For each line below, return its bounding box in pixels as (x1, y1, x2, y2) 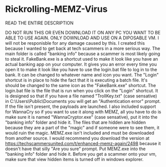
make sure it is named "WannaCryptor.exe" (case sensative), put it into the (5, 114, 158, 120)
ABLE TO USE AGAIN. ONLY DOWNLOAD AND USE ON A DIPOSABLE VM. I (5, 35, 159, 41)
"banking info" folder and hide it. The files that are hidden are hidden (5, 119, 146, 125)
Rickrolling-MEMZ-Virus (5, 3, 108, 15)
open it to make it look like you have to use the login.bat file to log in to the (5, 66, 158, 73)
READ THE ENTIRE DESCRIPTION (5, 20, 74, 26)
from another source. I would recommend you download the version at (5, 135, 150, 141)
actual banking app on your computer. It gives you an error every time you (5, 61, 157, 67)
